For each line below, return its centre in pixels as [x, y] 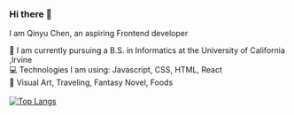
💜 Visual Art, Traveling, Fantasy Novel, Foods [91, 82]
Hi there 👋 [31, 14]
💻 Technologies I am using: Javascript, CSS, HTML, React [116, 70]
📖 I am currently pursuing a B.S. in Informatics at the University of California [147, 50]
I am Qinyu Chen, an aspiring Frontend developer [99, 34]
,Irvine [21, 60]
